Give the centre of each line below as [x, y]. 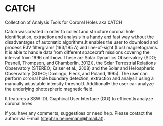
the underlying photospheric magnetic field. [50, 89]
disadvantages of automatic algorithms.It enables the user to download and [81, 42]
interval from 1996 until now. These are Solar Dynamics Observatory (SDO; [81, 57]
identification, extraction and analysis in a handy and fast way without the [80, 37]
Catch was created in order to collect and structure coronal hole [70, 31]
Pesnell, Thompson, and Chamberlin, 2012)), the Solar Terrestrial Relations [81, 63]
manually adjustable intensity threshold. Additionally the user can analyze [79, 83]
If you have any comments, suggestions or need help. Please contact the [79, 113]
